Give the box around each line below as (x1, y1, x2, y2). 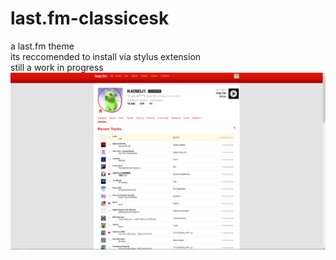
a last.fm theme (10, 40, 75, 52)
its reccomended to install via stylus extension (10, 50, 202, 62)
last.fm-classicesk (10, 7, 170, 30)
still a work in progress (10, 61, 104, 73)
